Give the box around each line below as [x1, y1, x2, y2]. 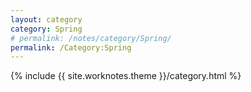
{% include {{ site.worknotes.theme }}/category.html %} [10, 70, 242, 82]
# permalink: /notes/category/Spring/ [10, 33, 172, 43]
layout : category [10, 14, 83, 25]
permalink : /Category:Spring [10, 42, 132, 53]
